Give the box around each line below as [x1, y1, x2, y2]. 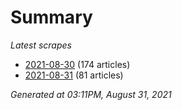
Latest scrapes [10, 39, 72, 51]
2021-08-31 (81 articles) [24, 69, 124, 81]
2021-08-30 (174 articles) [24, 58, 131, 70]
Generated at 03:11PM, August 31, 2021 [10, 88, 172, 100]
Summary [10, 6, 93, 29]
